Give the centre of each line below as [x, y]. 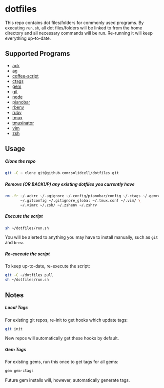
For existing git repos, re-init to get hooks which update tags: [66, 320]
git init [14, 329]
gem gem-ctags [20, 371]
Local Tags [17, 308]
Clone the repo [20, 161]
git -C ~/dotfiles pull [29, 275]
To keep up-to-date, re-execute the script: [48, 266]
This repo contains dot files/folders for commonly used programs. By [74, 23]
